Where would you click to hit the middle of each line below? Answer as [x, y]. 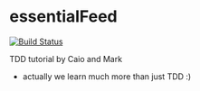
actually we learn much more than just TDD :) [107, 76]
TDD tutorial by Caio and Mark [66, 59]
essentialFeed [63, 17]
